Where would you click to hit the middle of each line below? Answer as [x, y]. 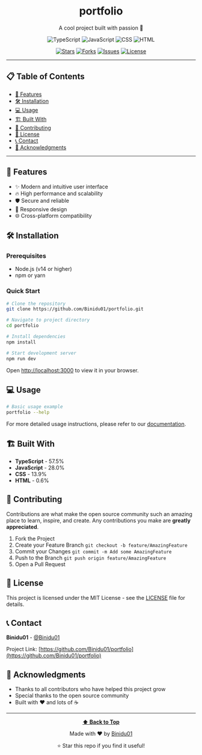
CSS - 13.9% [31, 474]
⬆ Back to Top [101, 722]
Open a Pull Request [40, 564]
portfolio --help [28, 413]
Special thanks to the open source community [72, 696]
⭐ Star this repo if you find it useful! [101, 746]
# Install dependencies [36, 337]
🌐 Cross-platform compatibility [53, 215]
